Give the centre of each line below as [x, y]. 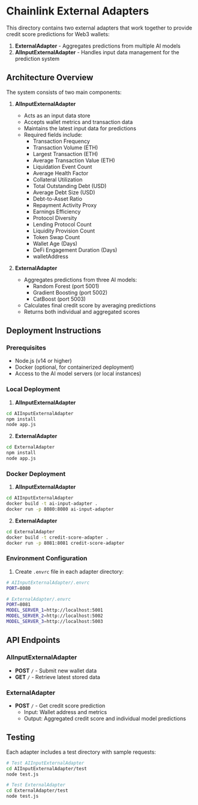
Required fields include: [53, 134]
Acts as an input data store [57, 115]
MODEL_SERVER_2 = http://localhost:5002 [55, 616]
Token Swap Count [56, 237]
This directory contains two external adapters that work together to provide [99, 28]
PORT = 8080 [19, 588]
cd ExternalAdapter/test [37, 791]
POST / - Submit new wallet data [56, 671]
